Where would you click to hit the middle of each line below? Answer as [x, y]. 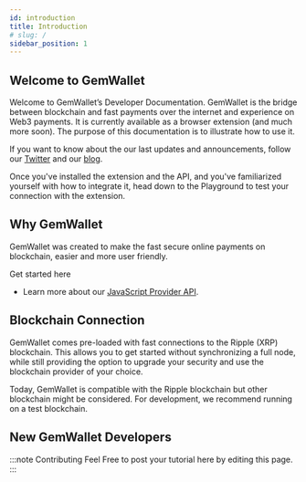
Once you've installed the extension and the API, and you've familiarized [146, 177]
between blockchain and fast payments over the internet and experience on [152, 112]
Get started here [40, 274]
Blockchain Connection [77, 320]
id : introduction [42, 18]
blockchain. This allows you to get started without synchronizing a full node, [153, 351]
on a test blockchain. [49, 408]
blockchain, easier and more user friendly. [89, 256]
